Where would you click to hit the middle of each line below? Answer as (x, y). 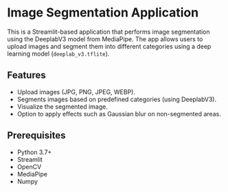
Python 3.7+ (34, 152)
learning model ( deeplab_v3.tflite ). (58, 54)
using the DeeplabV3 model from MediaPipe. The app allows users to (105, 39)
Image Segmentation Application (103, 13)
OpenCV (29, 167)
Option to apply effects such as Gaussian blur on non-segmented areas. (119, 114)
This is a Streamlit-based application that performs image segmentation (109, 32)
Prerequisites (36, 136)
